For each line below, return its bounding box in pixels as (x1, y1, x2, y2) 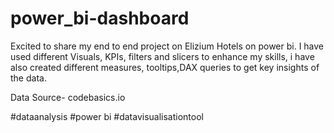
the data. (10, 72, 47, 84)
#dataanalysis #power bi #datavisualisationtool (10, 110, 204, 122)
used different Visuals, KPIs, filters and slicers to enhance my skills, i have (10, 50, 315, 62)
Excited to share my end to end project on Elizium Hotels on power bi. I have (10, 40, 325, 52)
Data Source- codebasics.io (10, 91, 126, 103)
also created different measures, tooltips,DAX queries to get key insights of (10, 61, 320, 73)
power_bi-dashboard (10, 7, 190, 30)
